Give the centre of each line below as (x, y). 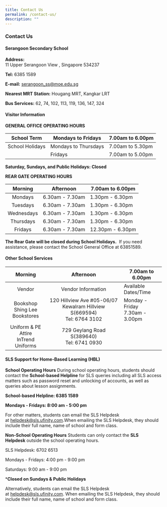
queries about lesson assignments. (41, 386)
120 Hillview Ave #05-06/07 (84, 300)
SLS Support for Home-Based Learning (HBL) (53, 359)
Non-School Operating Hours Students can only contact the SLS (72, 435)
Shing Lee (26, 309)
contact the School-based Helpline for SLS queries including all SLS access (83, 376)
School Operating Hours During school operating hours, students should (80, 370)
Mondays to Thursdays (77, 146)
